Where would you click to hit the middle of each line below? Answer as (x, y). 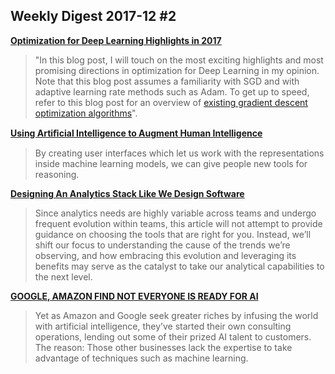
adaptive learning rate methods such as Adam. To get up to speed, (172, 91)
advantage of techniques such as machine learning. (141, 358)
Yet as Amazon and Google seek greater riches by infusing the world (176, 315)
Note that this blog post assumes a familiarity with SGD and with (167, 81)
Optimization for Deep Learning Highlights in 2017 (116, 40)
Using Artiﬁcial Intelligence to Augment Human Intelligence (136, 133)
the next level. (63, 276)
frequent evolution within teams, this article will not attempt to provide (178, 223)
